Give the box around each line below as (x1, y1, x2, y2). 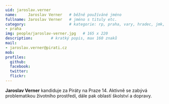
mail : (5, 41, 17, 46)
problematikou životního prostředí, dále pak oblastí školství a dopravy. (5, 92, 152, 99)
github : (10, 59, 26, 64)
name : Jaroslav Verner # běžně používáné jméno (5, 12, 122, 17)
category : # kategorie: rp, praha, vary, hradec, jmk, (5, 21, 165, 27)
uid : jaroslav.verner (5, 7, 51, 13)
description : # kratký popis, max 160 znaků (5, 36, 117, 41)
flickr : (10, 74, 26, 79)
